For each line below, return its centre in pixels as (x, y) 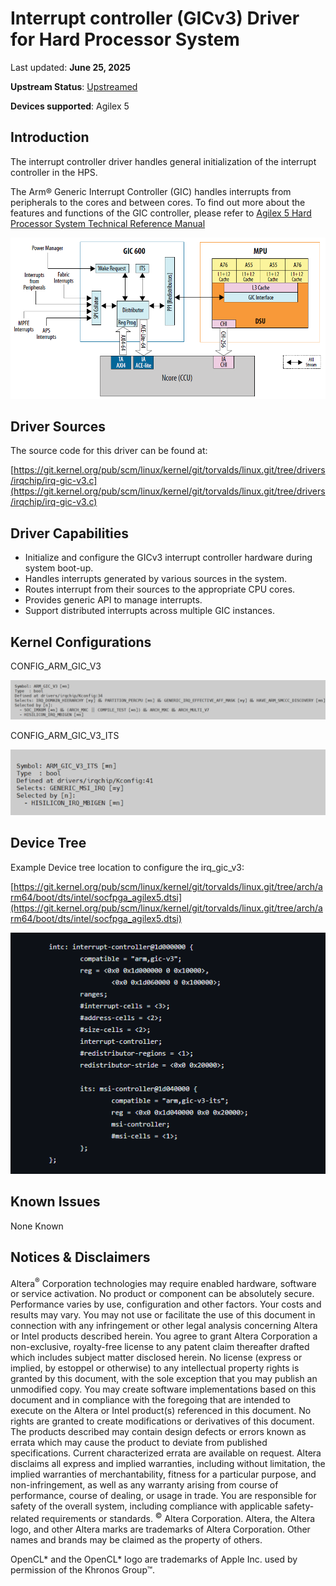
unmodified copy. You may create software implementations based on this (163, 1389)
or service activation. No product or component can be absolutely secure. (162, 1294)
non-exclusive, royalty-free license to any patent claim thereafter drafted (160, 1347)
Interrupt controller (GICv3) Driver (155, 18)
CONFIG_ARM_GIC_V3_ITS (65, 735)
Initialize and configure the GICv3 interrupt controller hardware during (168, 558)
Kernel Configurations (81, 642)
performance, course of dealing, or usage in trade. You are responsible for (163, 1496)
